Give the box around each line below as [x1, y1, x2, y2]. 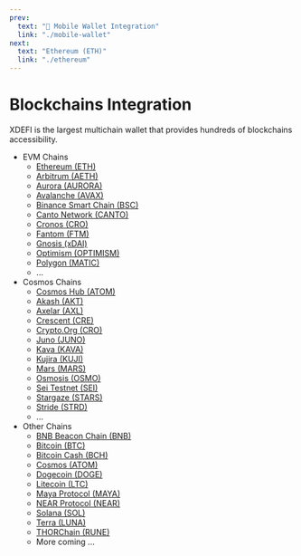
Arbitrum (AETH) [35, 170, 99, 181]
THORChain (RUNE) [35, 526, 110, 537]
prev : [9, 13, 30, 23]
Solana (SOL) [35, 507, 86, 518]
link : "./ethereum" [17, 55, 91, 64]
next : [9, 38, 30, 48]
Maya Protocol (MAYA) [35, 488, 121, 499]
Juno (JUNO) [35, 334, 86, 345]
